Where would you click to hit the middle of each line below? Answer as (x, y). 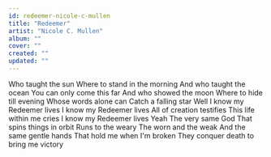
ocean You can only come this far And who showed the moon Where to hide (136, 92)
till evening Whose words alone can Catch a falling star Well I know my (127, 101)
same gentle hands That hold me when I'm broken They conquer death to (131, 135)
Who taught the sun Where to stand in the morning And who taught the (127, 84)
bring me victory (36, 144)
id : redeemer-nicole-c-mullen (60, 16)
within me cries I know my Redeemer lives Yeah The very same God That (131, 118)
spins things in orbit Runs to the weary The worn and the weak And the (127, 127)
